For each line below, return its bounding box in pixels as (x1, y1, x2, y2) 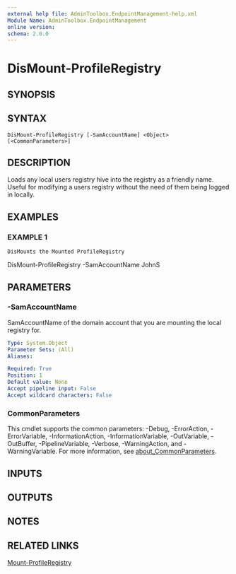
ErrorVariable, (7, 432, 48, 440)
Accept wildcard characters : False (7, 392, 112, 399)
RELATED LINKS (7, 539, 79, 551)
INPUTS (7, 467, 42, 479)
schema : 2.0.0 (7, 30, 49, 37)
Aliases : (7, 353, 33, 360)
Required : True (7, 365, 52, 373)
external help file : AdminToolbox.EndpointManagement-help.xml (7, 10, 198, 18)
